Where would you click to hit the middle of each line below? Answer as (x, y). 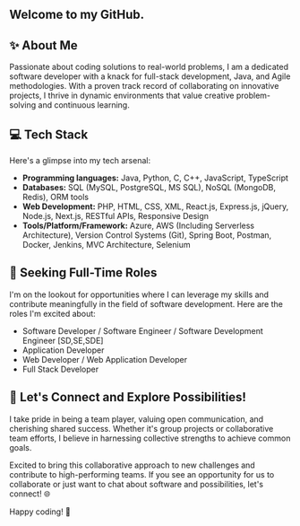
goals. (21, 447)
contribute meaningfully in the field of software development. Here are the (146, 303)
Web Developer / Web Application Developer (105, 359)
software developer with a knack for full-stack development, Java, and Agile (150, 76)
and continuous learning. (84, 105)
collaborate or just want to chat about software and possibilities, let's (137, 484)
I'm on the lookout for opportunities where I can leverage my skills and (139, 294)
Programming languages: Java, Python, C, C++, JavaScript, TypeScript (155, 178)
